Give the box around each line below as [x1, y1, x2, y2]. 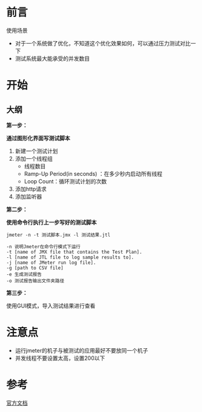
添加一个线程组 [15, 155, 53, 162]
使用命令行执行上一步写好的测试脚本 [6, 218, 97, 226]
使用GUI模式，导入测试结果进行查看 [6, 302, 96, 309]
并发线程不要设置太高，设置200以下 [15, 354, 105, 362]
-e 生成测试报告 [6, 271, 42, 277]
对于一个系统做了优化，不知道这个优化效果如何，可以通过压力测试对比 [15, 39, 191, 47]
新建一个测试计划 [15, 147, 58, 155]
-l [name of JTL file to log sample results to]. [6, 254, 135, 260]
